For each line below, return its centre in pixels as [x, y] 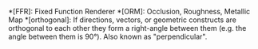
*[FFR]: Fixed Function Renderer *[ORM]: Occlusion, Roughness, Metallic [129, 11]
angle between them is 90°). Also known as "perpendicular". [108, 36]
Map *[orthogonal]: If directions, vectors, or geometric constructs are [123, 20]
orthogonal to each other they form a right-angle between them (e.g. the [127, 28]
